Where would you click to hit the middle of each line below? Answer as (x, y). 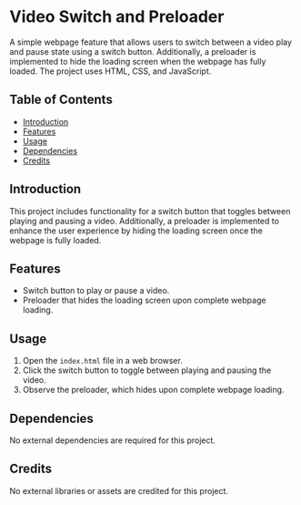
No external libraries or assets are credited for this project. (119, 490)
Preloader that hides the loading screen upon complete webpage (144, 300)
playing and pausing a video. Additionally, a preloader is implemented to (145, 221)
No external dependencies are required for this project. (113, 440)
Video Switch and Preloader (117, 17)
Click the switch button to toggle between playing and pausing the (147, 370)
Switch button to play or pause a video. (96, 291)
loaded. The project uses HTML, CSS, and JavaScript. (110, 71)
